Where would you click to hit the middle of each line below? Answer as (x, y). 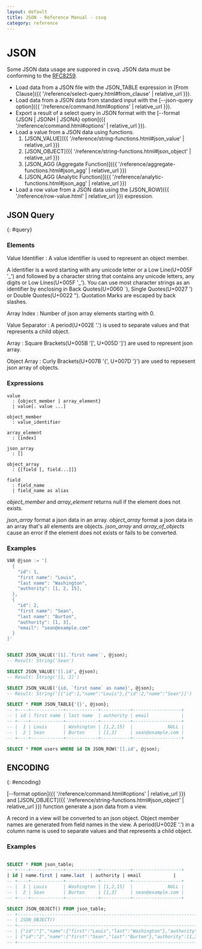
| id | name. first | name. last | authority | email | (91, 876)
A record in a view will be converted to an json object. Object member (93, 818)
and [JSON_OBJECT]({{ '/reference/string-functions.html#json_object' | (96, 800)
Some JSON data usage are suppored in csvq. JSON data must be (89, 69)
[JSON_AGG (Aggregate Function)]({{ (71, 164)
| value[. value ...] (39, 406)
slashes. (17, 302)
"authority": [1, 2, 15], (50, 589)
